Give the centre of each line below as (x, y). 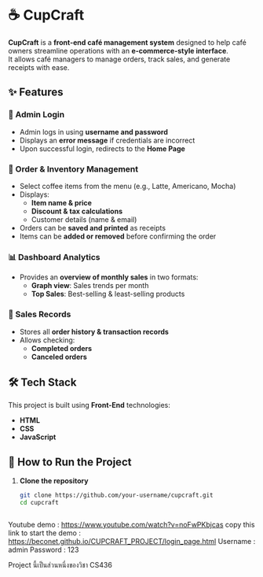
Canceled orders (59, 357)
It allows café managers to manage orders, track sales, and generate (119, 59)
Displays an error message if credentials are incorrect (107, 140)
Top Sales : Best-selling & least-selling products (108, 294)
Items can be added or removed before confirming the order (118, 236)
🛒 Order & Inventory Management (73, 168)
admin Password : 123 (44, 549)
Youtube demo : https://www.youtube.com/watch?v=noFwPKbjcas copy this (131, 524)
